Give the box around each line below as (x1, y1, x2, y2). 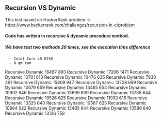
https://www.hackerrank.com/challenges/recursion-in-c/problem (5, 22, 135, 28)
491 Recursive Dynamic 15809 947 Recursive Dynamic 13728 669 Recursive (5, 80, 157, 86)
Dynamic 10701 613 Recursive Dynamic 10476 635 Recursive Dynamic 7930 (5, 74, 156, 80)
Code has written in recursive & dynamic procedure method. (5, 33, 130, 39)
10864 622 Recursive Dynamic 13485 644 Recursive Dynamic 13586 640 (5, 105, 151, 111)
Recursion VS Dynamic (5, 4, 76, 12)
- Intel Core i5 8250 (9, 56, 53, 61)
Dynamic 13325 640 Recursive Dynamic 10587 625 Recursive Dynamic (5, 100, 147, 106)
